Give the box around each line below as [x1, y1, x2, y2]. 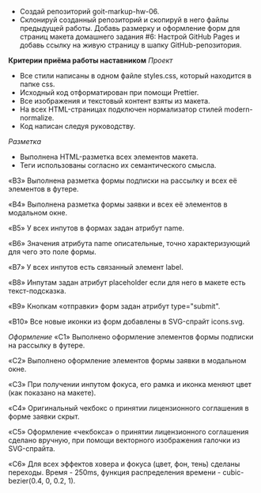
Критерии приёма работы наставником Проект [8, 55, 173, 65]
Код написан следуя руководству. [19, 122, 136, 131]
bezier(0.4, [8, 476, 44, 485]
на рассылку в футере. [8, 340, 85, 350]
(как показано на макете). [8, 388, 96, 397]
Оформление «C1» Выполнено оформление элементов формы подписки [8, 332, 254, 341]
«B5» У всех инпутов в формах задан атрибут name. [8, 223, 184, 233]
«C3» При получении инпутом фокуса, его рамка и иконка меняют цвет [8, 380, 252, 389]
